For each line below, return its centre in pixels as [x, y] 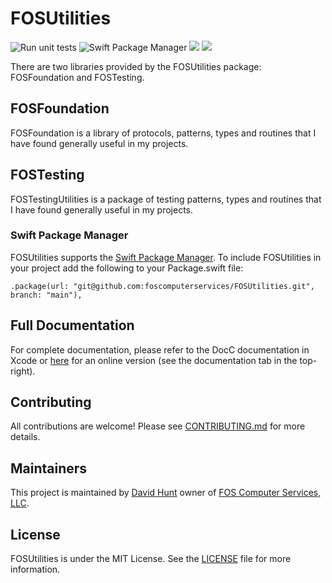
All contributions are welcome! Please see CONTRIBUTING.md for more [158, 426]
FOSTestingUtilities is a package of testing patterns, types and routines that [166, 199]
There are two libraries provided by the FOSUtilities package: [136, 66]
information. [35, 569]
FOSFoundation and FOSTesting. [77, 77]
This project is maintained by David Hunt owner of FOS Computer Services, [166, 493]
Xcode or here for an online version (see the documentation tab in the [154, 360]
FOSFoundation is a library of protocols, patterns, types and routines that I [163, 133]
